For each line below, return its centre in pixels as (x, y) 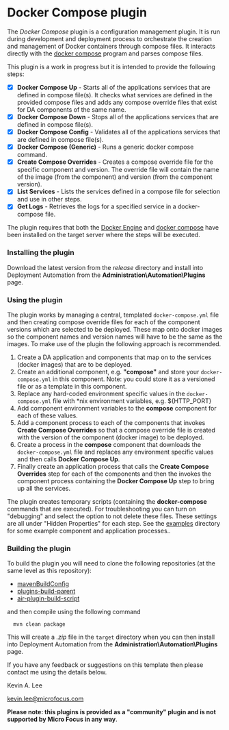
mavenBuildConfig (43, 584)
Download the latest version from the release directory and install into (105, 267)
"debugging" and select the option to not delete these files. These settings (112, 516)
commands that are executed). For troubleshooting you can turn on (102, 509)
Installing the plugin (41, 253)
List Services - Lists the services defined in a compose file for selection (119, 192)
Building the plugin (39, 548)
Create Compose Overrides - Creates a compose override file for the (115, 162)
